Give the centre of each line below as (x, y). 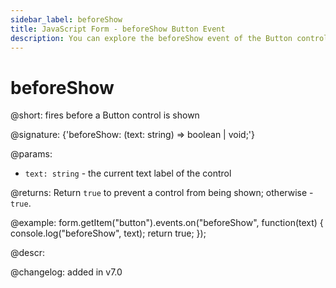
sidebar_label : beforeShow (66, 19)
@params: (31, 154)
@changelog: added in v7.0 (66, 272)
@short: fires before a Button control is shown (105, 115)
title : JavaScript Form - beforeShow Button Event (118, 29)
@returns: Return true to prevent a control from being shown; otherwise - (162, 193)
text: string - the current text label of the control (128, 173)
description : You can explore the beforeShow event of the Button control (169, 38)
